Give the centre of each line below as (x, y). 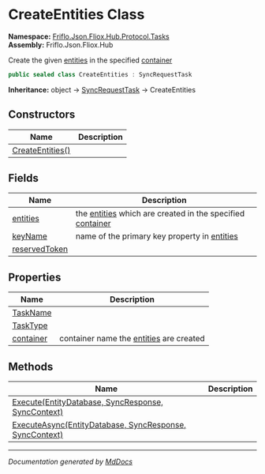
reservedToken (40, 249)
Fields (24, 178)
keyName (30, 236)
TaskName (32, 313)
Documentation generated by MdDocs (70, 462)
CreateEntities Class (77, 15)
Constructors (42, 115)
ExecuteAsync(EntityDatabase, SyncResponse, (99, 425)
